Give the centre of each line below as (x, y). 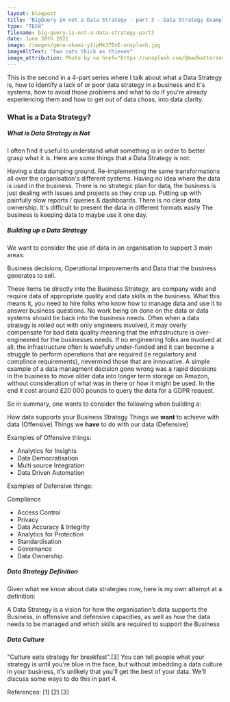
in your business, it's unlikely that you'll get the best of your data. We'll (107, 671)
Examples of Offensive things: (49, 437)
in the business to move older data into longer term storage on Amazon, (108, 376)
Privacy (28, 519)
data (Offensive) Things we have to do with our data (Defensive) (98, 424)
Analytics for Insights (47, 451)
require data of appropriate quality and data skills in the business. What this (114, 296)
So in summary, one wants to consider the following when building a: (104, 404)
